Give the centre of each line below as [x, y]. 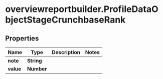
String [34, 61]
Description [66, 52]
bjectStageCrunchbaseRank [65, 20]
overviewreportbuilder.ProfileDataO [82, 9]
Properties [22, 38]
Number [37, 69]
